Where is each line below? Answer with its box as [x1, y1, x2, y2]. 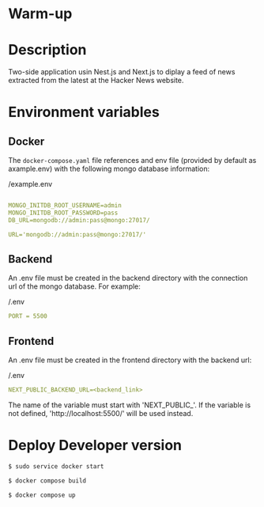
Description [8, 41, 87, 59]
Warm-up [8, 5, 73, 23]
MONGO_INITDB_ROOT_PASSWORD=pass [8, 209, 119, 217]
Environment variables [8, 104, 160, 121]
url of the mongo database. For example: [8, 282, 141, 291]
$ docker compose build [8, 476, 87, 485]
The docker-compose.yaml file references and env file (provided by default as [8, 156, 257, 165]
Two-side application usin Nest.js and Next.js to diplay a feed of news [8, 67, 236, 77]
